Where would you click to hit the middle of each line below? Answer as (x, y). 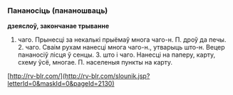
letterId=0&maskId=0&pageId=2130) (61, 84)
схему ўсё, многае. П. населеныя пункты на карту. (95, 62)
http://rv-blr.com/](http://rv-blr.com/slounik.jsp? (80, 76)
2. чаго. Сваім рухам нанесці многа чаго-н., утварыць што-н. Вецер (121, 47)
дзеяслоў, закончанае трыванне (58, 26)
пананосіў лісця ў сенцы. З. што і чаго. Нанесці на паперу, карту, (116, 55)
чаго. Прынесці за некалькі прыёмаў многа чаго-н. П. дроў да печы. (122, 40)
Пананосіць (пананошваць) (58, 11)
